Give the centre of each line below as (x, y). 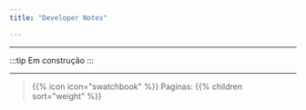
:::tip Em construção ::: (51, 60)
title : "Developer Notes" (58, 18)
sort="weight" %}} (66, 95)
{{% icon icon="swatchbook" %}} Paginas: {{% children (137, 86)
